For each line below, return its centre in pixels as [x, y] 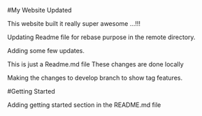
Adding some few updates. [46, 51]
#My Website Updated [39, 10]
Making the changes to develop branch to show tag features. [95, 78]
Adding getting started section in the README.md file [84, 105]
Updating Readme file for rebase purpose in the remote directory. [101, 37]
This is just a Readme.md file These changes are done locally [95, 64]
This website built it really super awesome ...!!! [74, 23]
